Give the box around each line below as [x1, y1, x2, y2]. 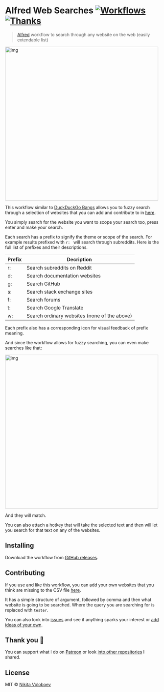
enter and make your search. [5, 224, 63, 230]
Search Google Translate [26, 304, 84, 311]
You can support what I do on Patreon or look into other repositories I [5, 649, 145, 655]
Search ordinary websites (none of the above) [26, 312, 132, 319]
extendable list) [17, 37, 48, 43]
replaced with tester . [5, 607, 48, 613]
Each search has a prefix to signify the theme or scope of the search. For [5, 234, 153, 240]
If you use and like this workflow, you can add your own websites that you [5, 582, 154, 588]
